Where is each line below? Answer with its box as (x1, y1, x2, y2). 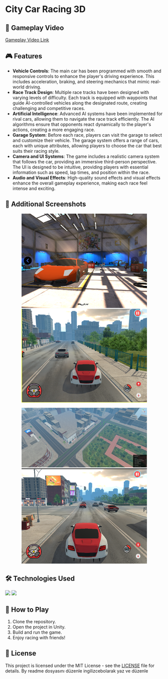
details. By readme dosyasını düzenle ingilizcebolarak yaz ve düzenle (5, 667, 148, 674)
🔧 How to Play (5, 605, 49, 614)
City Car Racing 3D (5, 4, 86, 15)
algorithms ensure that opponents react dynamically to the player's (12, 121, 151, 127)
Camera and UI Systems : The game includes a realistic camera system (12, 153, 159, 159)
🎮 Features (5, 52, 43, 61)
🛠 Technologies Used (5, 574, 75, 583)
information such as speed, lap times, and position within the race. (12, 169, 150, 175)
